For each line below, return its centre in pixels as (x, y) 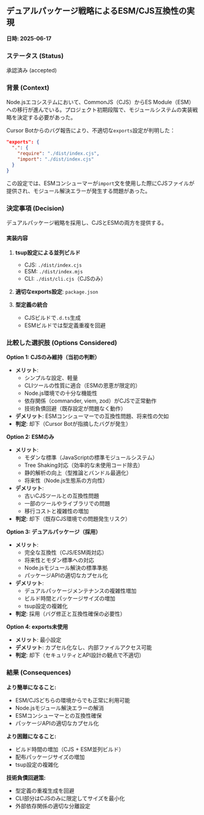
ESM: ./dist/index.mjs (54, 271)
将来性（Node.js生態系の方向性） (66, 480)
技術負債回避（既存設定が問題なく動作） (75, 409)
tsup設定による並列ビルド (48, 252)
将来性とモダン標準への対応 (59, 560)
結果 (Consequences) (39, 673)
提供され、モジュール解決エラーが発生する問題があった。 (78, 191)
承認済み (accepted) (31, 70)
